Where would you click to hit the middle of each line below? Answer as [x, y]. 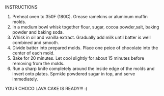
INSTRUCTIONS [21, 7]
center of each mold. [33, 53]
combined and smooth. [36, 43]
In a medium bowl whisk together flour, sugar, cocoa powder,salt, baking [86, 27]
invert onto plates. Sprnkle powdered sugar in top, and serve [73, 74]
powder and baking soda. [38, 32]
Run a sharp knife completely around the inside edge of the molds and [83, 69]
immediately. [25, 79]
